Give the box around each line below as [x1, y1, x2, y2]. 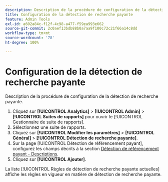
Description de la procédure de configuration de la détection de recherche [5, 93, 158, 99]
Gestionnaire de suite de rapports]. [12, 119, 85, 125]
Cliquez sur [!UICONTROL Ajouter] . [12, 156, 86, 162]
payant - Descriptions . [12, 151, 59, 157]
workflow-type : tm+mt [5, 31, 50, 36]
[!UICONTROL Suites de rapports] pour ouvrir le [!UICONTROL [12, 113, 142, 119]
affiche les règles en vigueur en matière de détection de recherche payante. [5, 171, 162, 177]
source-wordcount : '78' [5, 36, 55, 41]
